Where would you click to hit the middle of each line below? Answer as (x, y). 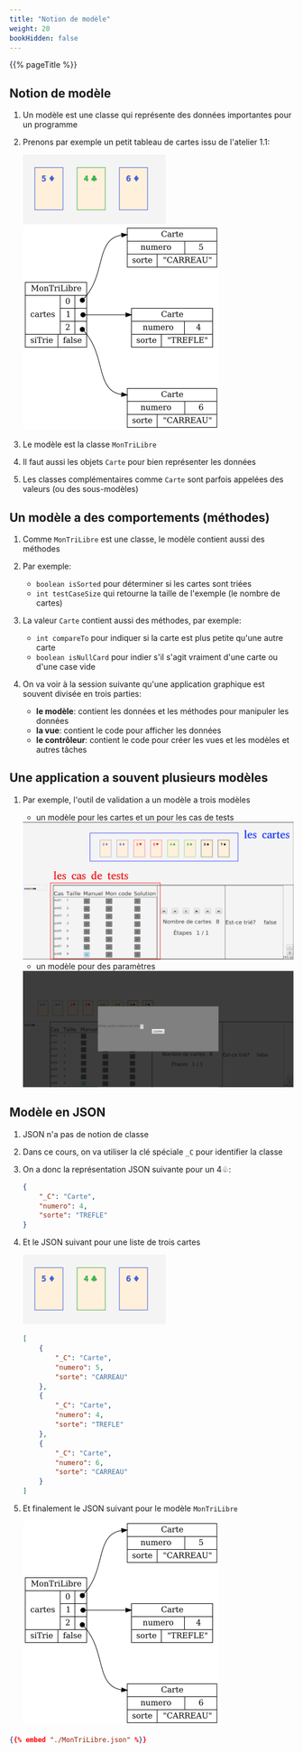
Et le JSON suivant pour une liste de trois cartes (111, 1242)
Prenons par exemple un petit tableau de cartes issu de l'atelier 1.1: (146, 142)
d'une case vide (66, 667)
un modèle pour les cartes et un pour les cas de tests (135, 817)
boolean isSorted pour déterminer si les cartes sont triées (144, 584)
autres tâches (61, 750)
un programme (50, 125)
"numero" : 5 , (80, 1368)
